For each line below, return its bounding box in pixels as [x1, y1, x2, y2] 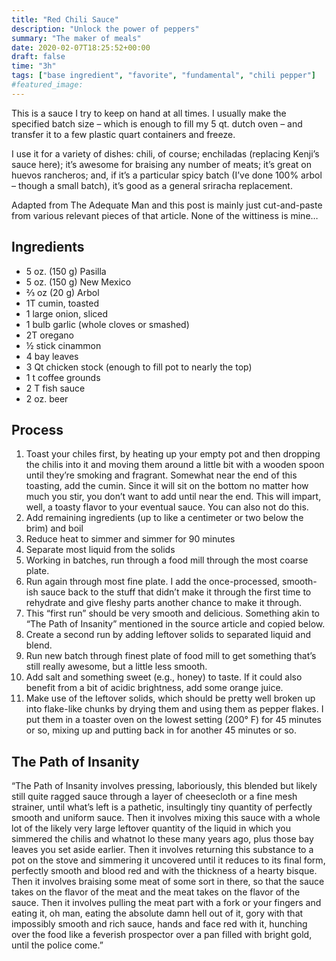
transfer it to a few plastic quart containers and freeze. [11, 128, 236, 140]
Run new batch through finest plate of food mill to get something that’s [25, 650, 317, 662]
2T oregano [25, 329, 75, 341]
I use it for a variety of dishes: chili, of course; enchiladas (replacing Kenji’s [11, 147, 320, 160]
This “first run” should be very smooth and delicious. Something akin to [25, 607, 321, 620]
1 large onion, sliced [25, 307, 109, 320]
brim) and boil [25, 522, 84, 535]
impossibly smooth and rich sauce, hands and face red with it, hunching [11, 918, 308, 930]
